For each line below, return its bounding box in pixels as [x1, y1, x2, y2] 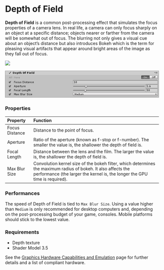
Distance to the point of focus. [33, 127, 94, 133]
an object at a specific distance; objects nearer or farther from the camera [5, 30, 155, 36]
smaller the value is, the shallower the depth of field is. [33, 142, 143, 148]
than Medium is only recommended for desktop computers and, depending [5, 206, 153, 212]
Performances [5, 190, 40, 197]
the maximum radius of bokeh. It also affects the [33, 166, 130, 172]
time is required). [33, 176, 67, 182]
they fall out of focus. [5, 50, 48, 57]
